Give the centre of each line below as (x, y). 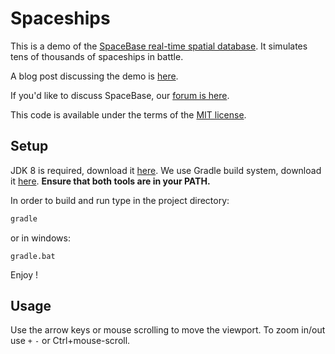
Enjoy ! (24, 274)
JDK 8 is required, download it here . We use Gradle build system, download (166, 170)
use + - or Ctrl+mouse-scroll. (70, 341)
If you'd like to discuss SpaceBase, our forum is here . (120, 95)
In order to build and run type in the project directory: (120, 200)
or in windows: (40, 238)
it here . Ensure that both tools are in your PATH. (110, 181)
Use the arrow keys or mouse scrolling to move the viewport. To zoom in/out (168, 330)
